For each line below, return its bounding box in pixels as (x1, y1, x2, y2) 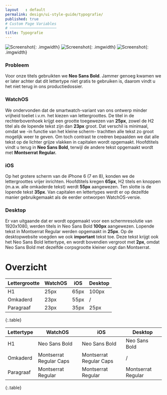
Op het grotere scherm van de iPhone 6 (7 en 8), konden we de (5, 173, 135, 179)
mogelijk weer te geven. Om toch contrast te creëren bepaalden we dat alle (5, 134, 160, 140)
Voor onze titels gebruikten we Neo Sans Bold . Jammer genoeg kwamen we (5, 73, 162, 79)
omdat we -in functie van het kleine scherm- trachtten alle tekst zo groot (5, 128, 154, 134)
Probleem (5, 62, 29, 69)
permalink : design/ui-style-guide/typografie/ (5, 12, 103, 17)
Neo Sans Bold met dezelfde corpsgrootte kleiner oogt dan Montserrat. (5, 244, 151, 250)
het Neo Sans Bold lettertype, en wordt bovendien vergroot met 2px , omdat (5, 239, 160, 245)
